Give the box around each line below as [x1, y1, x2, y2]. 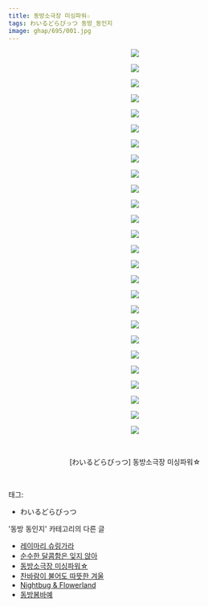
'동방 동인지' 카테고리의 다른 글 [8, 524, 105, 534]
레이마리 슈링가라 [19, 541, 75, 551]
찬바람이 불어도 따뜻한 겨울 [19, 572, 104, 581]
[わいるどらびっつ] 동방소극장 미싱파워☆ [69, 457, 201, 467]
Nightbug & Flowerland [19, 580, 96, 590]
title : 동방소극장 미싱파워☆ [8, 11, 91, 20]
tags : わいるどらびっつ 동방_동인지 [8, 19, 113, 27]
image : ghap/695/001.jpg [8, 27, 92, 35]
